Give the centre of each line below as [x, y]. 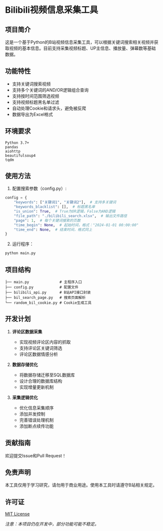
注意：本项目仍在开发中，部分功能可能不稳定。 [52, 524]
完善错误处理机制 [36, 420]
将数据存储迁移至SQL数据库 [47, 375]
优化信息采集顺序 [36, 408]
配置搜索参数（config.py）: [39, 189]
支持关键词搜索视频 [31, 84]
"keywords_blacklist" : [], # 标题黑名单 [54, 207]
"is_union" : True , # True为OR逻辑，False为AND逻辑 [65, 212]
